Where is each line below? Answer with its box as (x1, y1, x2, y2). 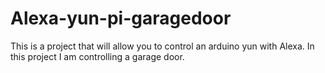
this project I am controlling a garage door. (10, 50, 185, 62)
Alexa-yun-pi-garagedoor (10, 7, 232, 30)
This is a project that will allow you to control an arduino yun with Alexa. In (10, 40, 315, 52)
